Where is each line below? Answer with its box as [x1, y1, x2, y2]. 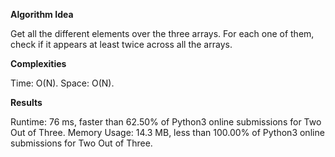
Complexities [10, 58, 67, 69]
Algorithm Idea [10, 9, 74, 20]
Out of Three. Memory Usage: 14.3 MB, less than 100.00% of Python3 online [10, 127, 325, 138]
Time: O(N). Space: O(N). [10, 77, 115, 89]
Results [10, 97, 43, 108]
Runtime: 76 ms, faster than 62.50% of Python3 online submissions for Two [10, 116, 322, 128]
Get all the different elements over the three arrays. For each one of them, [10, 28, 315, 39]
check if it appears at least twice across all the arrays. [10, 39, 233, 50]
